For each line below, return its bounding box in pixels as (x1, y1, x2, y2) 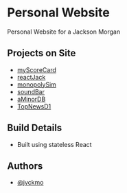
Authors (7, 160, 43, 172)
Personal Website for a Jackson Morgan (7, 27, 121, 36)
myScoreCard (16, 65, 56, 73)
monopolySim (16, 80, 57, 89)
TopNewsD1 (16, 102, 51, 111)
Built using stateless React (16, 140, 92, 148)
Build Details (7, 122, 62, 134)
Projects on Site (7, 47, 76, 59)
